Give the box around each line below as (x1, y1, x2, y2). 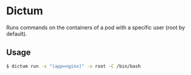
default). (6, 30, 28, 37)
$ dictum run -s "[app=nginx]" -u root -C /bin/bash (6, 63, 141, 69)
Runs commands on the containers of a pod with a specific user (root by (6, 24, 185, 31)
